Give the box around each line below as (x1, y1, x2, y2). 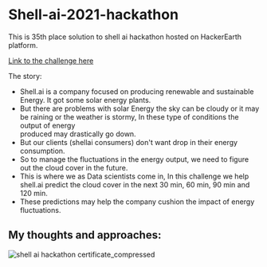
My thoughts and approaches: (8, 229, 162, 242)
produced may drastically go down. (19, 129, 137, 139)
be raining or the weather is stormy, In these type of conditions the (19, 112, 239, 121)
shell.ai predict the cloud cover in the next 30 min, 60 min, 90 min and (19, 179, 250, 189)
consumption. (19, 146, 65, 155)
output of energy (19, 120, 76, 130)
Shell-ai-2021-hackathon (8, 6, 179, 24)
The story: (8, 71, 42, 80)
